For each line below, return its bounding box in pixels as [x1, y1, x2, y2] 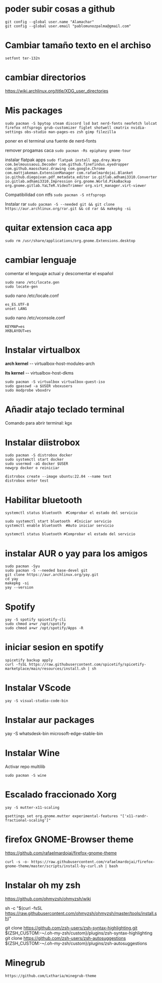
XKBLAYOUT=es [5, 328, 32, 333]
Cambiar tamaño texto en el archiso [5, 40, 151, 51]
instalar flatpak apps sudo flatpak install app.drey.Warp [5, 157, 121, 163]
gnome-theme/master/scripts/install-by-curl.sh [5, 864, 103, 868]
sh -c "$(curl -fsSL [5, 905, 43, 911]
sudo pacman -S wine [5, 773, 47, 778]
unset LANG [5, 306, 27, 311]
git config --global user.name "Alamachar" [5, 19, 95, 24]
